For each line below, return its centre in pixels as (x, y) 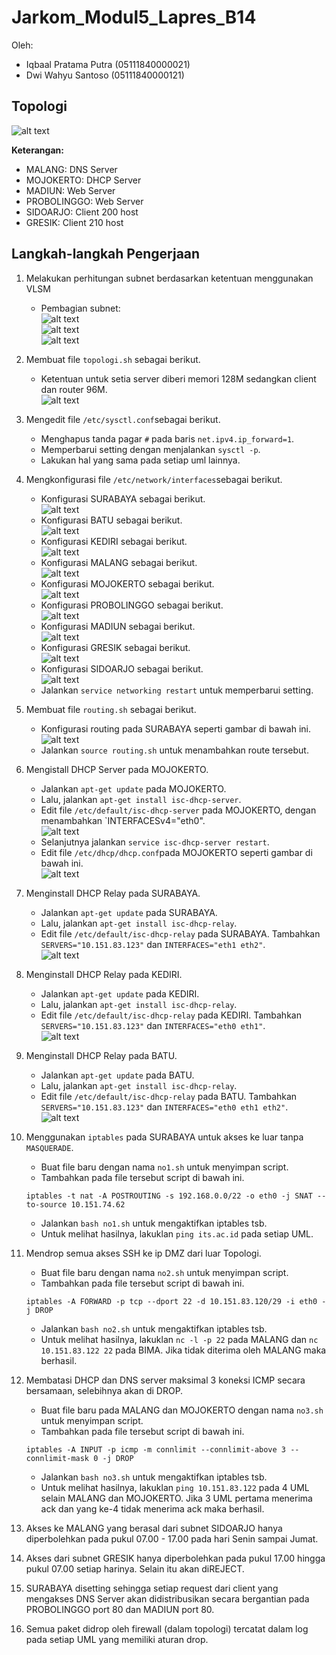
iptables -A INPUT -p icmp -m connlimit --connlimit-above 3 (156, 1449)
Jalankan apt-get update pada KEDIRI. (120, 993)
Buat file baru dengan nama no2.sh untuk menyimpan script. (164, 1272)
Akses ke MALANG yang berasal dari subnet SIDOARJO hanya (154, 1528)
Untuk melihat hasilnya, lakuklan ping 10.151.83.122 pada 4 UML (175, 1487)
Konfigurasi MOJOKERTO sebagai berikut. (127, 583)
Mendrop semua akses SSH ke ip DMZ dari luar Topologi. (143, 1253)
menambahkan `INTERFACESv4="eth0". (123, 820)
